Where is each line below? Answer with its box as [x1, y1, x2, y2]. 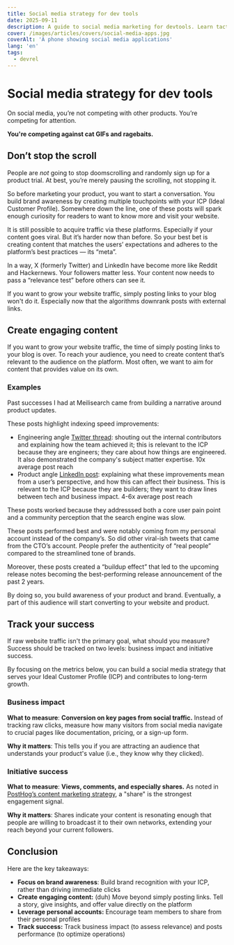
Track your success [7, 618, 95, 630]
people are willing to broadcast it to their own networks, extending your [7, 818, 212, 827]
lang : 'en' [7, 43, 39, 50]
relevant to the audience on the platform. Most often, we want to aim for [7, 357, 214, 366]
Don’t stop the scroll [7, 150, 97, 162]
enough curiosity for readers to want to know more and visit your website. [7, 211, 219, 220]
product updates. [7, 405, 57, 414]
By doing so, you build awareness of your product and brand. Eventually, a [7, 590, 221, 599]
